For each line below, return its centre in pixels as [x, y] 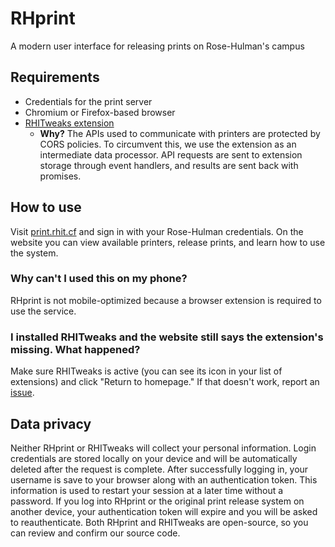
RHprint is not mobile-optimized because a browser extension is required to [166, 300]
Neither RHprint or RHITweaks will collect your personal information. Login [163, 448]
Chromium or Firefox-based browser [100, 112]
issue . [22, 393]
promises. [60, 176]
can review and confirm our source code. [95, 533]
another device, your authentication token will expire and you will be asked [164, 511]
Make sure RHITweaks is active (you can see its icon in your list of [146, 371]
